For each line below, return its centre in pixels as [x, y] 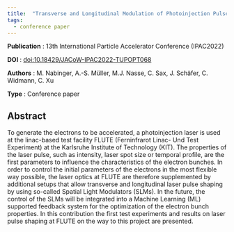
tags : [15, 20]
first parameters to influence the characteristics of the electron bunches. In [115, 162]
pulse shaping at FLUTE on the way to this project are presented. [100, 221]
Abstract [27, 116]
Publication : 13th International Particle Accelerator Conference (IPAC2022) [116, 47]
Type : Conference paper [44, 94]
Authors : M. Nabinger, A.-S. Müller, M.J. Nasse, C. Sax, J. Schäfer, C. [108, 73]
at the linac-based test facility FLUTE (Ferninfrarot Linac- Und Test [103, 140]
